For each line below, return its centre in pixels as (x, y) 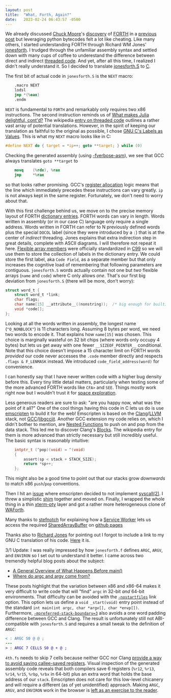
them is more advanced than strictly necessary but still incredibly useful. (81, 435)
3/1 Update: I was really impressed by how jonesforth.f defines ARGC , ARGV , (84, 550)
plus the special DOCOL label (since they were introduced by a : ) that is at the (85, 232)
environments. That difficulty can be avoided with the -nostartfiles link (81, 597)
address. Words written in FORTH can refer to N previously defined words (83, 227)
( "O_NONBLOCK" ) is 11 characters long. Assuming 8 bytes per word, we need (83, 329)
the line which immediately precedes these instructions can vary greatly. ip (84, 190)
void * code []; (29, 309)
